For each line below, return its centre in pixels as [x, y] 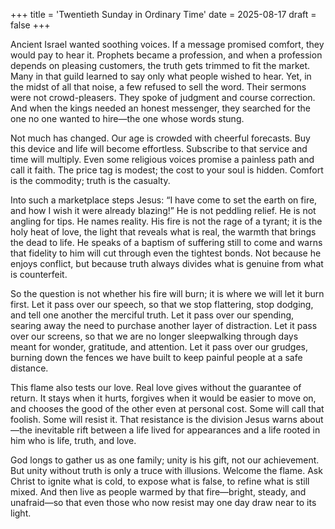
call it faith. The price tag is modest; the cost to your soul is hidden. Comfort [167, 170]
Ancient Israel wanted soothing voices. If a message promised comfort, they [167, 44]
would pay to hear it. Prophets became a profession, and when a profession [166, 55]
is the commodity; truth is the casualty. [90, 180]
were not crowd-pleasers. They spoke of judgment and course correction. [163, 97]
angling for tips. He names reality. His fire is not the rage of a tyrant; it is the [166, 221]
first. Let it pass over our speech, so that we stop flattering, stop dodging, [162, 304]
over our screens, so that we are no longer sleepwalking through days [154, 336]
